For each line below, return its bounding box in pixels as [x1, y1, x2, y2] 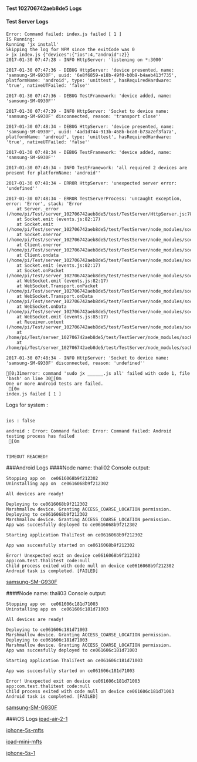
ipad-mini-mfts [6, 738, 42, 745]
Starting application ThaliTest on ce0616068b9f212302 [6, 532, 143, 538]
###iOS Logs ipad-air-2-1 [6, 715, 68, 722]
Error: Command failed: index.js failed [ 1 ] [6, 31, 122, 37]
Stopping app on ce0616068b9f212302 [6, 475, 98, 481]
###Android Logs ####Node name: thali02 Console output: [6, 464, 150, 471]
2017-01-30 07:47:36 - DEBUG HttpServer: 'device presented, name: [6, 67, 175, 73]
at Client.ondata [16, 252, 59, 258]
